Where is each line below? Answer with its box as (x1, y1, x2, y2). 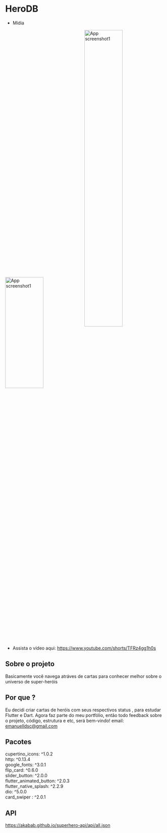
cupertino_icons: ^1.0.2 (5, 751, 53, 757)
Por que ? (5, 693, 36, 702)
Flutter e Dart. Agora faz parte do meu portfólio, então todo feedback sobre (5, 712, 162, 718)
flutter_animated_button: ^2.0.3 (5, 778, 70, 784)
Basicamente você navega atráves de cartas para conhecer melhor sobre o (5, 673, 162, 679)
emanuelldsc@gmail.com (5, 723, 58, 729)
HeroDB (5, 3, 39, 15)
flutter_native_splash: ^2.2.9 (5, 783, 64, 789)
